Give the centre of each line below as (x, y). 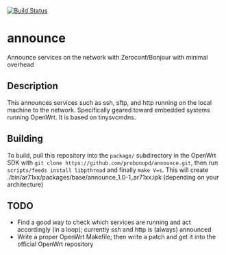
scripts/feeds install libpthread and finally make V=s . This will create (108, 170)
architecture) (25, 184)
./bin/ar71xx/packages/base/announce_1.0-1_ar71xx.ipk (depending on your (113, 177)
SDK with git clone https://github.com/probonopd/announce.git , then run (113, 162)
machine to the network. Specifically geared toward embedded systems (109, 110)
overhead (21, 64)
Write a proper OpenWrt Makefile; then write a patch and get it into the (116, 237)
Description (33, 86)
